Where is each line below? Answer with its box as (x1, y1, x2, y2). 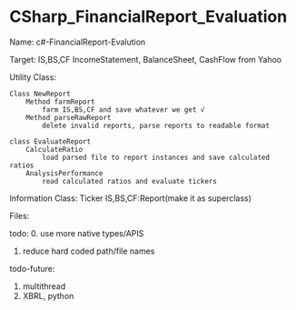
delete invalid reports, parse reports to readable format (42, 121, 271, 130)
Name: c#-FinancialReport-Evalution (9, 36, 146, 47)
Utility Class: (9, 71, 57, 83)
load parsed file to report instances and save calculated (42, 153, 271, 162)
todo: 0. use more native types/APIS (9, 227, 144, 238)
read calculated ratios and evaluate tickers (42, 176, 218, 185)
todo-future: (9, 263, 55, 274)
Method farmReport (25, 97, 95, 106)
